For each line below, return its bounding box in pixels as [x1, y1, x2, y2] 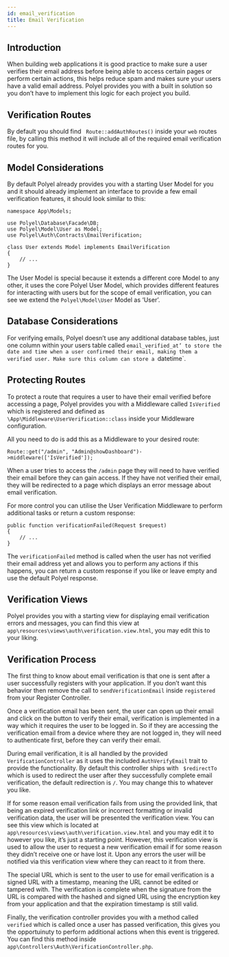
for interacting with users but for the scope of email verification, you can [7, 288, 212, 296]
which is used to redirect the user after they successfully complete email [7, 771, 213, 779]
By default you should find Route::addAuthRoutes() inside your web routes [7, 128, 217, 136]
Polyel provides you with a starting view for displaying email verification [7, 612, 210, 620]
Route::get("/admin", [7, 448, 69, 455]
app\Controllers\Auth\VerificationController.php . [7, 943, 154, 951]
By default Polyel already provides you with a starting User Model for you [7, 180, 214, 188]
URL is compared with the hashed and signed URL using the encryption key [7, 893, 221, 901]
